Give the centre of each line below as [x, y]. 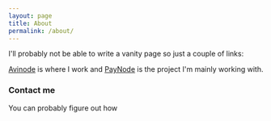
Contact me [32, 90]
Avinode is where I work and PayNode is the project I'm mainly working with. [136, 69]
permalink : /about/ [41, 31]
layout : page [30, 16]
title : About [30, 23]
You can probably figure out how [63, 108]
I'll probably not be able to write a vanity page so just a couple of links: [126, 54]
